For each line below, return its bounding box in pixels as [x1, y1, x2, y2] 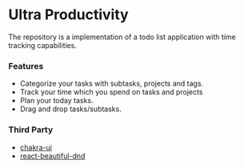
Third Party [8, 124, 54, 135]
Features [8, 60, 44, 71]
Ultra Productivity [8, 6, 130, 24]
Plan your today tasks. [19, 96, 94, 106]
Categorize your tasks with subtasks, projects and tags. [19, 78, 204, 89]
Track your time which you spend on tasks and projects [19, 87, 203, 97]
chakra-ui [19, 142, 52, 152]
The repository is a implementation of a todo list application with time [8, 32, 236, 42]
